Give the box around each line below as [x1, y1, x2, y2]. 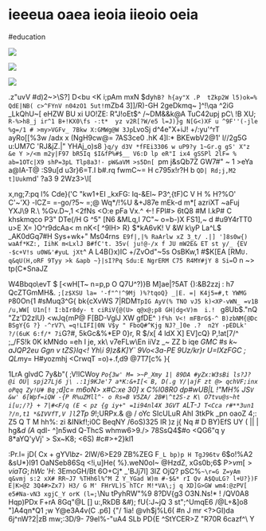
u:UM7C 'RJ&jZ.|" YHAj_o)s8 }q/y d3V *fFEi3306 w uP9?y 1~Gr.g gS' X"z [8, 141, 251, 150]
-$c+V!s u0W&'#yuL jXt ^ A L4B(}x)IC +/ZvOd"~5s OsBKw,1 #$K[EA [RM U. [8, 247, 249, 256]
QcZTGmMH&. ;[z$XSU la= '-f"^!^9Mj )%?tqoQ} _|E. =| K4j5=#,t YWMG [8, 287, 247, 297]
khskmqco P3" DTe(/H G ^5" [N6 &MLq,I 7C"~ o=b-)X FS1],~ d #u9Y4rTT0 [8, 214, 252, 224]
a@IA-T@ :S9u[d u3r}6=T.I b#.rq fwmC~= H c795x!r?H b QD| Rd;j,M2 [8, 165, 237, 174]
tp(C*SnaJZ [8, 264, 49, 273]
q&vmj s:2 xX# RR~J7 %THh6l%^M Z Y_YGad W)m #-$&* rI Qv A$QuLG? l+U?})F [8, 474, 259, 482]
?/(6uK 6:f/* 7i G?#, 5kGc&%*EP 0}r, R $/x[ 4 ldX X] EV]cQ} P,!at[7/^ [8, 328, 239, 338]
